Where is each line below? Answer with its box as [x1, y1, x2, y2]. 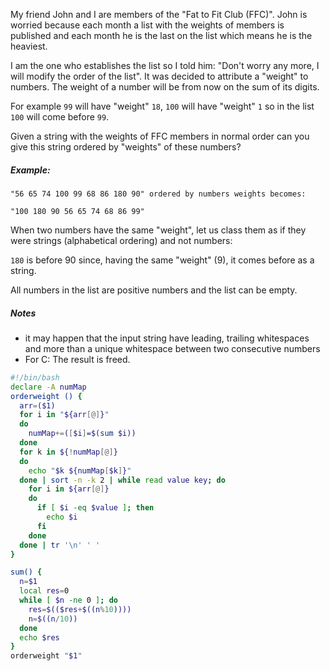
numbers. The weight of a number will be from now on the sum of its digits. [10, 81, 320, 93]
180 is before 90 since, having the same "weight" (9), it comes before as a [10, 254, 315, 266]
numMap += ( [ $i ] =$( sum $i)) [28, 429, 137, 439]
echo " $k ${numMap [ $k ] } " [28, 465, 132, 476]
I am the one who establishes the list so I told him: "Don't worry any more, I [10, 60, 320, 71]
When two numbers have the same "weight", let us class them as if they [10, 224, 307, 236]
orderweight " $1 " [10, 651, 83, 661]
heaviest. [10, 40, 48, 52]
